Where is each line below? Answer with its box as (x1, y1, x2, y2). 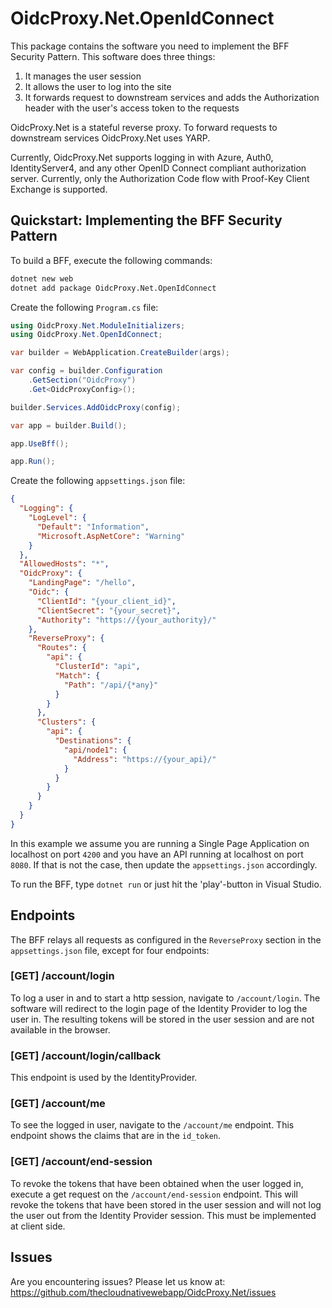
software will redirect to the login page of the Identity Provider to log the (10, 1002, 308, 1014)
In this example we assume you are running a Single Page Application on (10, 837, 310, 849)
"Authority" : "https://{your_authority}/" (36, 615, 217, 625)
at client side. (10, 1220, 66, 1232)
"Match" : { (54, 670, 101, 681)
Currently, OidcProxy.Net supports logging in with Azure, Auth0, (10, 151, 274, 163)
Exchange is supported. (10, 183, 108, 195)
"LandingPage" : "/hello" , (28, 578, 137, 588)
